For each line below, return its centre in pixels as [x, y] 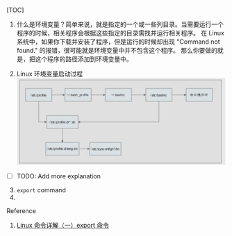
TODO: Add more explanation [59, 176]
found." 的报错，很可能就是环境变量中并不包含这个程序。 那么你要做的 [117, 50]
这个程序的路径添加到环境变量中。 [84, 59]
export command [41, 189]
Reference [21, 210]
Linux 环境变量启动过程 [50, 74]
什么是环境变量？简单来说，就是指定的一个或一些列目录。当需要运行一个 [120, 24]
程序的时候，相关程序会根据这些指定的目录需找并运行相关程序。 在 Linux [121, 33]
